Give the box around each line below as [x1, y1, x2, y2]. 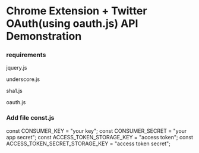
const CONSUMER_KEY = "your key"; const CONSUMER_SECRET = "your [6, 127, 187, 135]
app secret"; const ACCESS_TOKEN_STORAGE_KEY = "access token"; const [6, 133, 194, 140]
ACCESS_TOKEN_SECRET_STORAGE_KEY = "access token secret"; [6, 140, 170, 147]
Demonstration [6, 30, 82, 43]
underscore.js [6, 76, 40, 83]
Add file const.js [6, 114, 55, 122]
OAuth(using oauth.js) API [6, 17, 138, 30]
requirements [6, 51, 46, 59]
